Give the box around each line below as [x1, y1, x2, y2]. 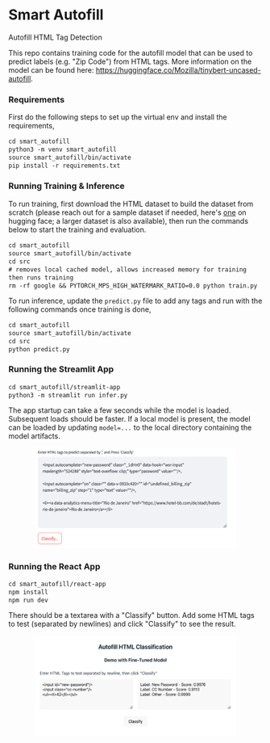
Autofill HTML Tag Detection [8, 32, 102, 42]
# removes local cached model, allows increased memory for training [8, 265, 247, 274]
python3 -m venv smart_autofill [8, 145, 117, 154]
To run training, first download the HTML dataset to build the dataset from [8, 199, 254, 208]
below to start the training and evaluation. [8, 225, 147, 234]
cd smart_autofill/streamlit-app [8, 383, 121, 391]
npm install [8, 588, 48, 597]
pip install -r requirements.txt [8, 162, 121, 170]
